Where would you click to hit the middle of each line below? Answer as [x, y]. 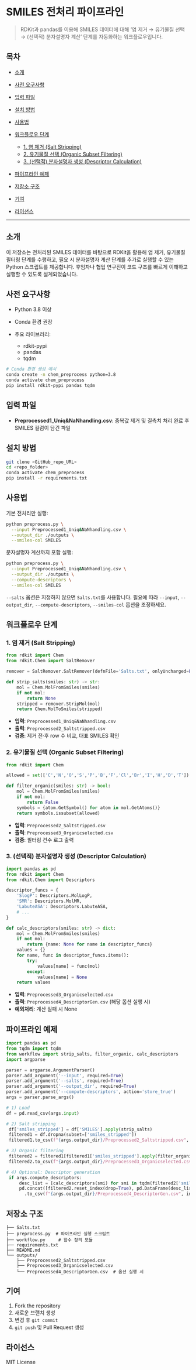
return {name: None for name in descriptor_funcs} [90, 944]
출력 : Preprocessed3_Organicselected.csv [64, 833]
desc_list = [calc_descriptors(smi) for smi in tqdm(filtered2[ [99, 1183]
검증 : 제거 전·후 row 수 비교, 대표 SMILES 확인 [67, 736]
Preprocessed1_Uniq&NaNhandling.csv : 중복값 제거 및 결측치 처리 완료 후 [102, 420]
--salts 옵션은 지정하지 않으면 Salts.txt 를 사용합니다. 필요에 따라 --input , [93, 597]
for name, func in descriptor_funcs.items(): [73, 955]
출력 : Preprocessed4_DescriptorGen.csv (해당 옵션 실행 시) [82, 1002]
